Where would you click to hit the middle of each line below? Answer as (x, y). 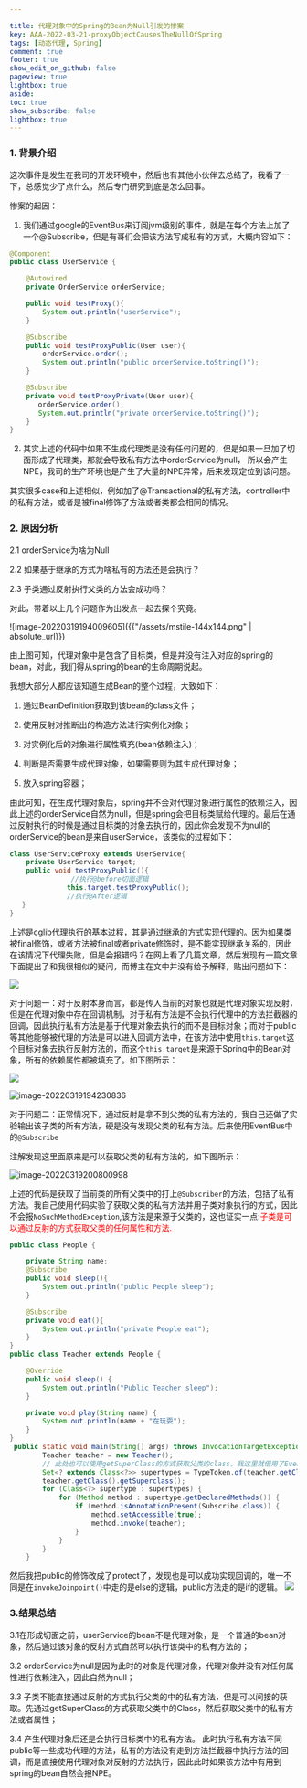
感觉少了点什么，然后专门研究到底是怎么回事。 (122, 186)
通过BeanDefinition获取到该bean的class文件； (110, 705)
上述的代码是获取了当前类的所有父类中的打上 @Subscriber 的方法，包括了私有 (152, 1193)
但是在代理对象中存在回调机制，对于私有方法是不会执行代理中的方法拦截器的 (153, 1014)
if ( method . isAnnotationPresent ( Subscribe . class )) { (177, 1507)
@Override (45, 1371)
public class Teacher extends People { (85, 1354)
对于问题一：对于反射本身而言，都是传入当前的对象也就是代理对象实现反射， (153, 1002)
